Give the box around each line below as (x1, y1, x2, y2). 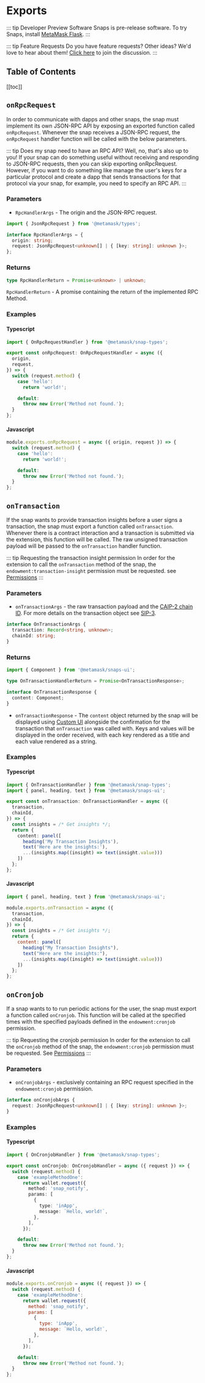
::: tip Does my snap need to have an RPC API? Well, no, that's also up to (6, 147, 188, 154)
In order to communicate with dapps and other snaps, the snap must (6, 115, 179, 123)
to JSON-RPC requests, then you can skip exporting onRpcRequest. (6, 160, 177, 167)
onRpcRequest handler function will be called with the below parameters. (6, 135, 187, 142)
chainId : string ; (12, 633, 56, 639)
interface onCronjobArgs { (6, 1097, 75, 1103)
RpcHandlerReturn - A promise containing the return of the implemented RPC (6, 288, 199, 296)
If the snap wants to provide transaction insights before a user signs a (6, 516, 182, 524)
